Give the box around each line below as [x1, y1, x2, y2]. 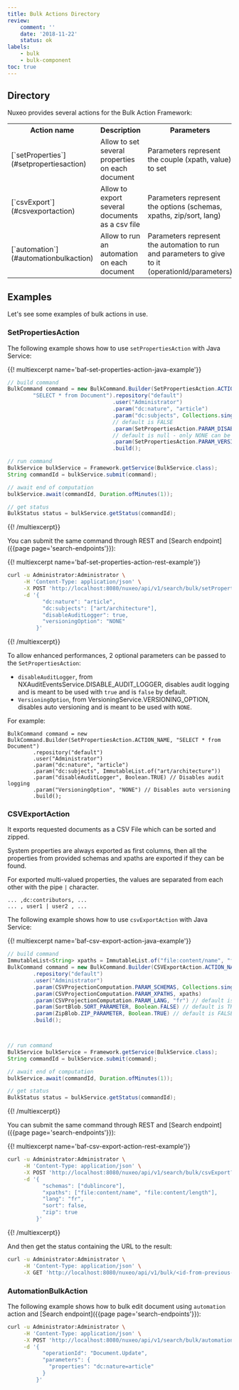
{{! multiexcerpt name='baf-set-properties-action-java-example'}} [7, 365, 201, 373]
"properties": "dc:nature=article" [48, 1363, 154, 1370]
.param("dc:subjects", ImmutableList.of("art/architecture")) [33, 768, 221, 775]
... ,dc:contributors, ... [7, 897, 87, 904]
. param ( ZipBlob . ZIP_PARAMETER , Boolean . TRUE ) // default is [33, 1010, 215, 1017]
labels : [7, 43, 31, 51]
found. [7, 861, 27, 870]
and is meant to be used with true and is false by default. [17, 688, 187, 696]
